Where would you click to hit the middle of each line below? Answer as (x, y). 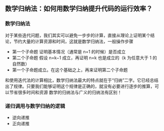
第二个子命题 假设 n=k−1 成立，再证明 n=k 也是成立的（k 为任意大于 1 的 (84, 58)
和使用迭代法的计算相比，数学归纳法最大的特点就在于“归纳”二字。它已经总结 (82, 80)
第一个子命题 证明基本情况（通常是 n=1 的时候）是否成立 (69, 51)
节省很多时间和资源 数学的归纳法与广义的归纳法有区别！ (65, 92)
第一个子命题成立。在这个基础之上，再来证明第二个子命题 (70, 70)
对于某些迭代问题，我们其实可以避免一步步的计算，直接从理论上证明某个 (78, 35)
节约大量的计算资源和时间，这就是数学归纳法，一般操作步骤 (73, 41)
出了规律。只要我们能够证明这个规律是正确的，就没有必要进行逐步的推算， (80, 86)
